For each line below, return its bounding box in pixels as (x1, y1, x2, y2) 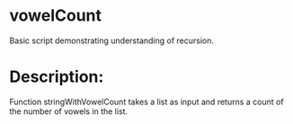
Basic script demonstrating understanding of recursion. (9, 35, 214, 46)
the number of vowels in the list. (9, 105, 129, 117)
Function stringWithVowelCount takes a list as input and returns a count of (9, 96, 285, 107)
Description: (9, 66, 104, 87)
